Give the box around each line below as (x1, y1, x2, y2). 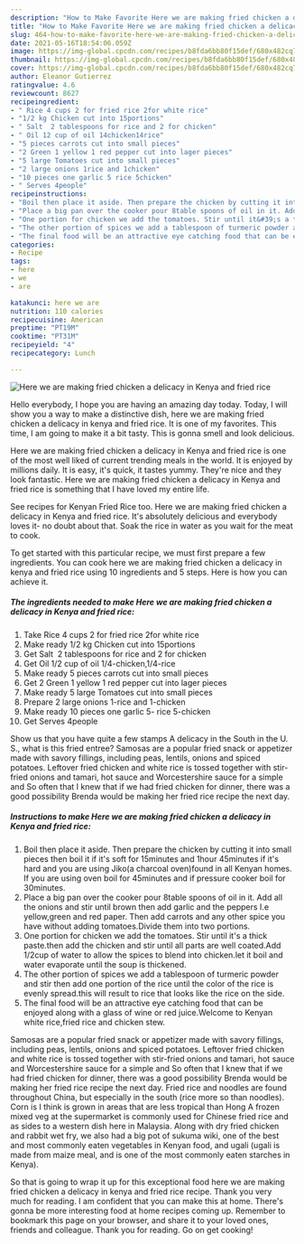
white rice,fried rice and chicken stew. (23, 1016, 166, 1027)
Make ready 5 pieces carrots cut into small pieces (23, 668, 209, 678)
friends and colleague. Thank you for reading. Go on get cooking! (10, 1224, 253, 1235)
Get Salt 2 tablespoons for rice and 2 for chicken (23, 648, 207, 659)
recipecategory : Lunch (10, 349, 96, 358)
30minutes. (23, 882, 66, 893)
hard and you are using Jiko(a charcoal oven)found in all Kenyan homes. (23, 863, 292, 874)
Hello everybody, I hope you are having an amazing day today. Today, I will (10, 398, 288, 409)
